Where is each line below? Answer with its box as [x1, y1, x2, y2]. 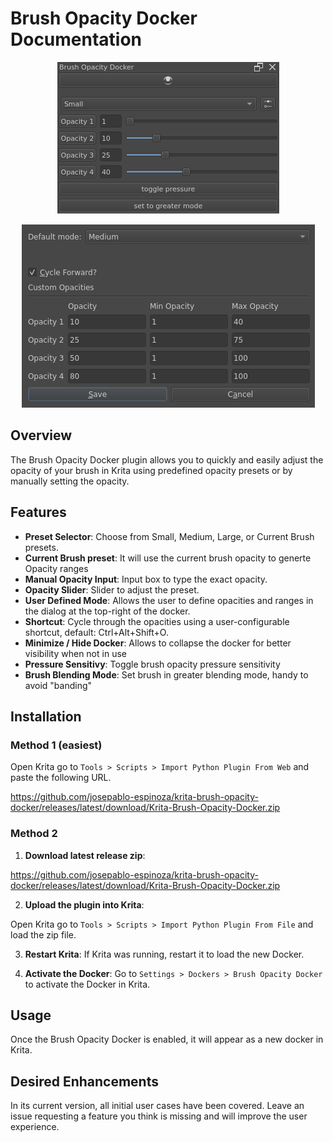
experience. [10, 1121, 60, 1133]
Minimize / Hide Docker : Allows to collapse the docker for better [24, 637, 292, 649]
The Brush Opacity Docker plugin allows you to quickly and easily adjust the [10, 453, 324, 466]
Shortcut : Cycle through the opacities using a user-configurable [24, 615, 290, 627]
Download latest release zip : [24, 849, 146, 861]
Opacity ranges [24, 562, 89, 574]
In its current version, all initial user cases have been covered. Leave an [10, 1100, 305, 1112]
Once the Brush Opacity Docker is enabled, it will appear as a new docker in [10, 1033, 324, 1046]
